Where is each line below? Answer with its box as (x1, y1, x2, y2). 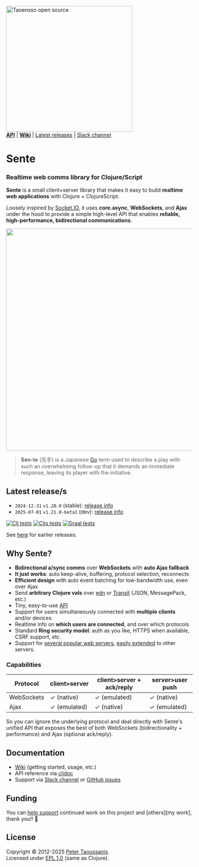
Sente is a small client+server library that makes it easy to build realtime (6, 186, 184, 194)
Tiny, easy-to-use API (14, 602, 68, 609)
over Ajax (14, 583, 38, 590)
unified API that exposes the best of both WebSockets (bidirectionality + (6, 724, 182, 731)
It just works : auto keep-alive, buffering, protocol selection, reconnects (14, 571, 190, 578)
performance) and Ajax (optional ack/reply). (6, 731, 114, 738)
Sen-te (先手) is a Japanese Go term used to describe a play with (20, 456, 181, 463)
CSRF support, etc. (14, 633, 62, 640)
